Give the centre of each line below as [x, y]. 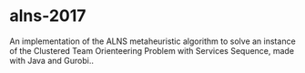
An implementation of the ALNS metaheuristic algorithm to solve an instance [152, 41]
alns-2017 [48, 16]
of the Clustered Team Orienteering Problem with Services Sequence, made [152, 50]
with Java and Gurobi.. [51, 60]
